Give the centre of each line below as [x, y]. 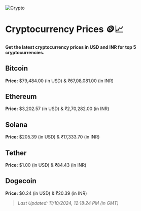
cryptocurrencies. [25, 52]
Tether [16, 153]
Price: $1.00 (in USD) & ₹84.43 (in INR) [46, 165]
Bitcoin [17, 68]
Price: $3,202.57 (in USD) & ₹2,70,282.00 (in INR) [57, 109]
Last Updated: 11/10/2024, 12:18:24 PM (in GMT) [68, 203]
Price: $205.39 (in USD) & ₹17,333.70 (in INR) [52, 137]
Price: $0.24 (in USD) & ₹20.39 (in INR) [46, 193]
